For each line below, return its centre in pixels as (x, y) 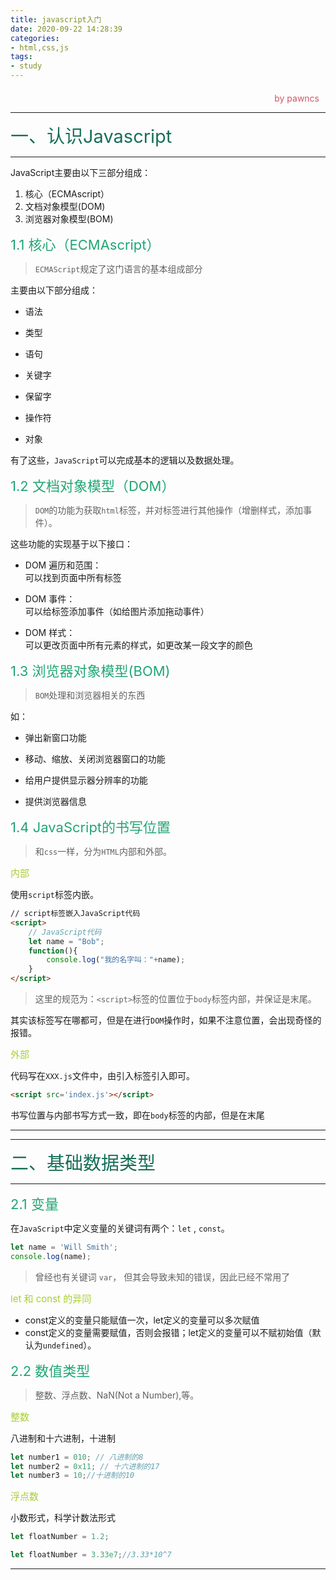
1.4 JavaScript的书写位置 (91, 827)
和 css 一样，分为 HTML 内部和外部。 (103, 851)
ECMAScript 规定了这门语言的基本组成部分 (118, 269)
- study (26, 66)
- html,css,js (40, 47)
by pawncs (297, 98)
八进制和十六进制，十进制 (63, 1438)
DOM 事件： (50, 599)
